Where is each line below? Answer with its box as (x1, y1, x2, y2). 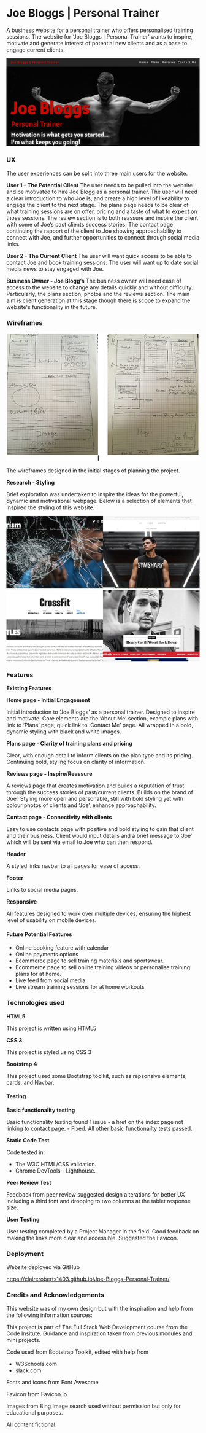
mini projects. (6, 1336, 41, 1343)
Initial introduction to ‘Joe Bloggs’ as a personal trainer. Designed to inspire (6, 708, 195, 716)
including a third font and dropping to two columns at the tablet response (6, 1197, 191, 1205)
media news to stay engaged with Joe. (6, 265, 104, 273)
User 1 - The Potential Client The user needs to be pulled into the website (6, 181, 193, 189)
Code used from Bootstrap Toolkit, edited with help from (6, 1348, 149, 1356)
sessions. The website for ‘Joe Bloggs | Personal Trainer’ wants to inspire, (6, 33, 193, 40)
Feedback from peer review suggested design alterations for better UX (6, 1190, 185, 1198)
